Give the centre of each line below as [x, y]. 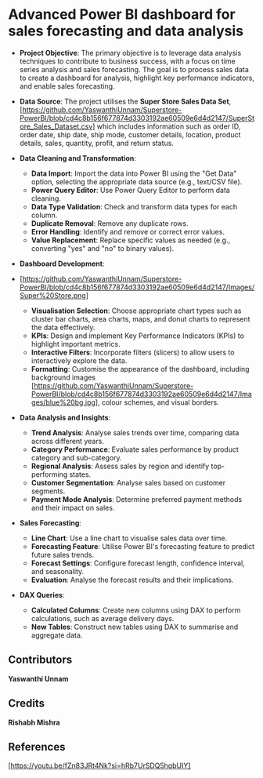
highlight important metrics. [76, 344]
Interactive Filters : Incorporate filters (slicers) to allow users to [133, 352]
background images [63, 377]
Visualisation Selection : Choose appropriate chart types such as [136, 311]
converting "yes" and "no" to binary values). [103, 248]
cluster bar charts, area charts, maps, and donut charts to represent [141, 318]
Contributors [40, 660]
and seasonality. [58, 571]
